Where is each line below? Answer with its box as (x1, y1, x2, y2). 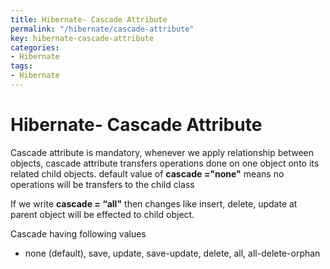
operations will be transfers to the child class (10, 178, 195, 190)
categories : (10, 42, 60, 53)
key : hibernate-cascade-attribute (10, 33, 155, 43)
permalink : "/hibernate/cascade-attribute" (10, 24, 195, 34)
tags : (10, 61, 33, 71)
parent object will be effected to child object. (10, 208, 195, 220)
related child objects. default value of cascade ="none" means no (10, 167, 285, 180)
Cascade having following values (10, 227, 147, 240)
